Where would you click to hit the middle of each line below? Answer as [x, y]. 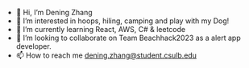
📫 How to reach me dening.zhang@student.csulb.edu [106, 55]
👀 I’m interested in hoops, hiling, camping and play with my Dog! [122, 21]
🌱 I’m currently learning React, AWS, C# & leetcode [101, 29]
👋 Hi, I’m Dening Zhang [54, 12]
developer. [33, 46]
